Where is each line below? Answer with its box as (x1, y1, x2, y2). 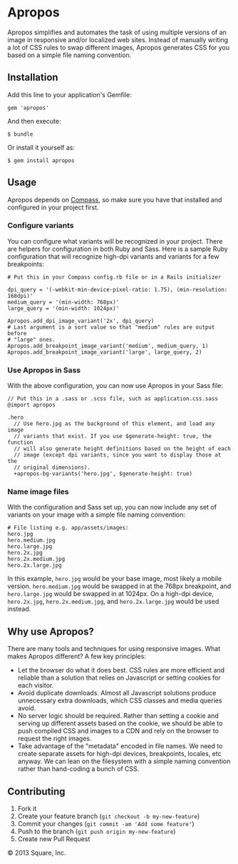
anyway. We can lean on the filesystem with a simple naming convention (17, 757, 231, 765)
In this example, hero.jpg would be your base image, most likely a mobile (7, 575, 222, 583)
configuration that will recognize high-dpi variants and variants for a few (7, 252, 219, 261)
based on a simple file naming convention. (7, 51, 132, 59)
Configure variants (7, 221, 74, 231)
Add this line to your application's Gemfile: (7, 90, 132, 99)
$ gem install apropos (7, 157, 75, 164)
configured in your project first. (7, 203, 99, 212)
